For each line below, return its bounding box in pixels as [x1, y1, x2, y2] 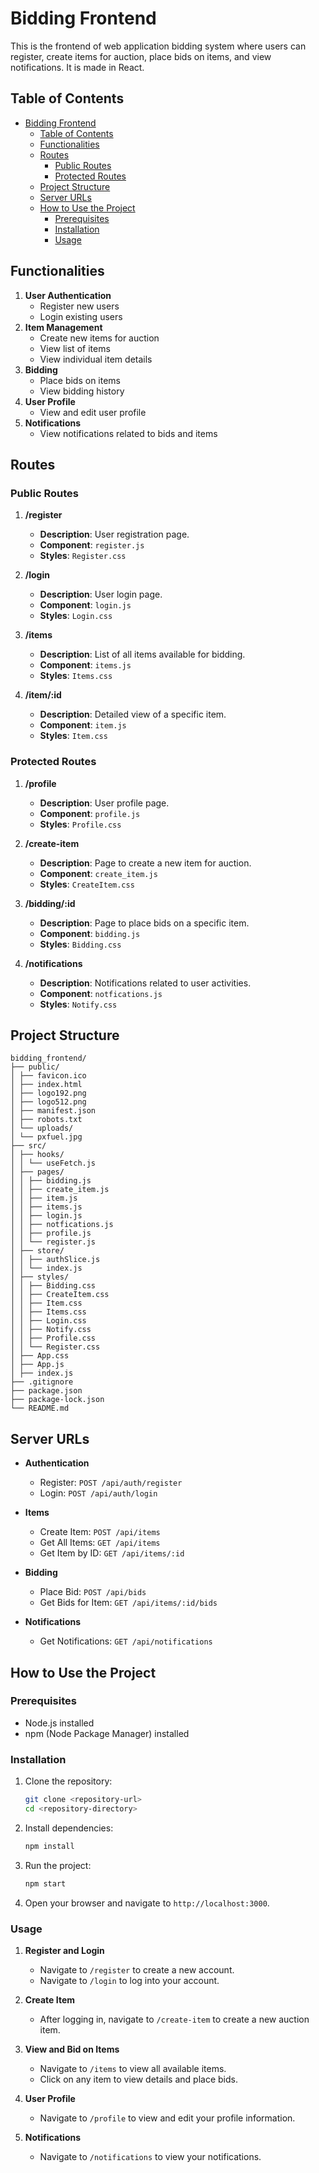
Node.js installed [24, 1717, 95, 1729]
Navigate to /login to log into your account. [39, 1974, 220, 1986]
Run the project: [24, 1859, 92, 1871]
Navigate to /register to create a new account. [39, 1963, 235, 1976]
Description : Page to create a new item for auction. [39, 857, 252, 869]
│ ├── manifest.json [10, 1106, 97, 1116]
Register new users [39, 300, 120, 312]
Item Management [24, 321, 103, 333]
